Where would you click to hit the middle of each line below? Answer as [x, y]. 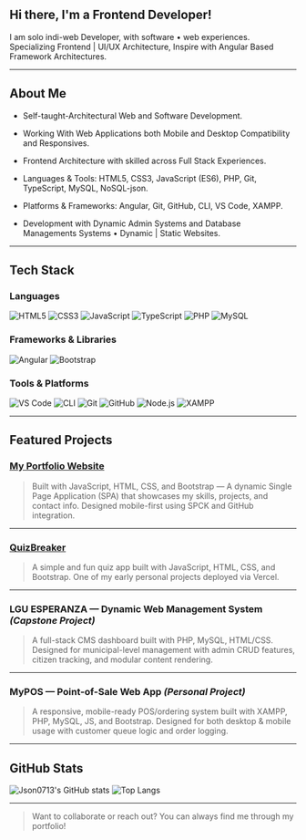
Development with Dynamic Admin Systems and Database [132, 223]
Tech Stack [42, 270]
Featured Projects [61, 440]
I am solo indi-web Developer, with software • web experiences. [130, 36]
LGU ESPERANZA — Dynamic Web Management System [136, 608]
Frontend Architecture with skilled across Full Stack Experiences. [144, 161]
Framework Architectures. [58, 56]
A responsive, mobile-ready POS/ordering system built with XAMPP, [160, 711]
